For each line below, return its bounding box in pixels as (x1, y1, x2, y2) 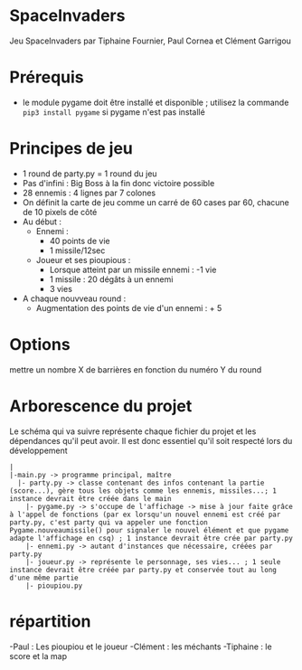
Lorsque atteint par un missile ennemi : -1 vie (49, 264, 217, 275)
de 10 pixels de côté (22, 206, 98, 217)
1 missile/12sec (49, 245, 106, 256)
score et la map (9, 650, 68, 661)
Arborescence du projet (9, 395, 193, 416)
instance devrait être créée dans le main (9, 494, 172, 503)
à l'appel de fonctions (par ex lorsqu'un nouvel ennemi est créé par (9, 510, 281, 519)
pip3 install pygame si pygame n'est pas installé (22, 106, 205, 118)
